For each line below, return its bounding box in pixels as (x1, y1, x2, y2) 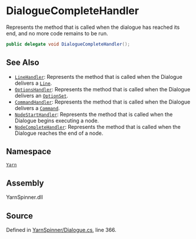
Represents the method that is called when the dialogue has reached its (6, 24, 180, 31)
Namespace (6, 147, 52, 157)
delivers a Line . (14, 79, 52, 87)
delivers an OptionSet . (14, 92, 69, 99)
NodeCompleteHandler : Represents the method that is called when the (14, 123, 181, 130)
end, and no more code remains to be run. (6, 29, 108, 36)
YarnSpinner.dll (6, 194, 43, 201)
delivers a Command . (14, 104, 60, 111)
